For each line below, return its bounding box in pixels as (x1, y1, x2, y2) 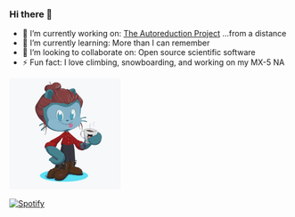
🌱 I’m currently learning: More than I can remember (21, 37, 210, 48)
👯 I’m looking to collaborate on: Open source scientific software (21, 47, 256, 58)
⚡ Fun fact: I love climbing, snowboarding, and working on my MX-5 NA (21, 57, 285, 68)
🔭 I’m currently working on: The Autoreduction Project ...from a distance (21, 28, 287, 39)
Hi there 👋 (9, 8, 53, 20)
